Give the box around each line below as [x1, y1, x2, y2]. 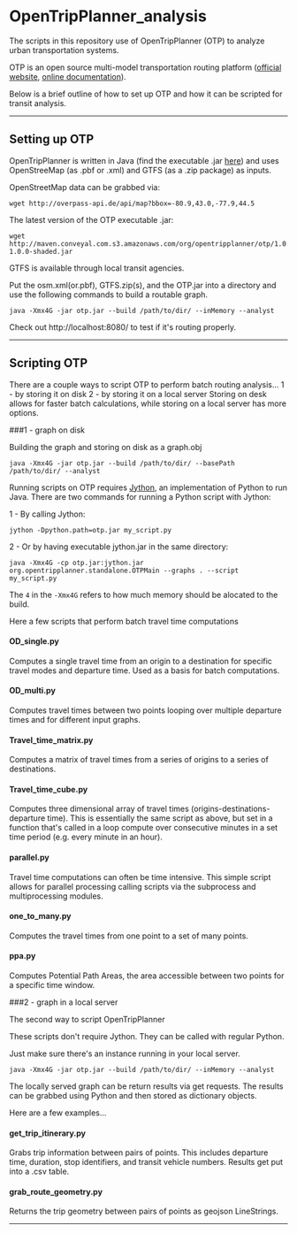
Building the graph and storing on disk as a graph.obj [9, 441, 202, 452]
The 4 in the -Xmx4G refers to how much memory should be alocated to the [9, 589, 278, 600]
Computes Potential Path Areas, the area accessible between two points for [9, 970, 285, 981]
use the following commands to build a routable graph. [9, 289, 209, 300]
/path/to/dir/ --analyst [9, 466, 101, 475]
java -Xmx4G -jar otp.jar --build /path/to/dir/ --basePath [9, 458, 236, 468]
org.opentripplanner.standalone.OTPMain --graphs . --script [9, 566, 240, 575]
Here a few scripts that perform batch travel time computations [9, 616, 239, 626]
